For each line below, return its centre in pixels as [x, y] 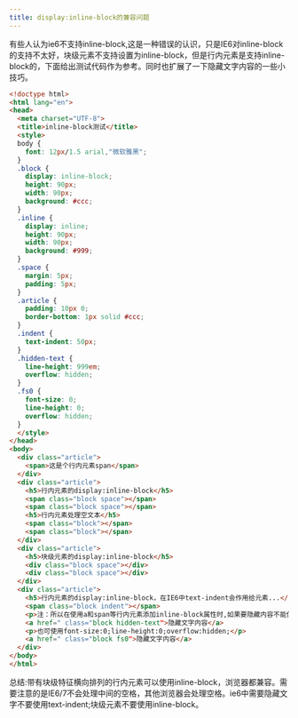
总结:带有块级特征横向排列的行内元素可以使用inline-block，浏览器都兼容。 [145, 682]
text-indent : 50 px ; [61, 342]
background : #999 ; [59, 251]
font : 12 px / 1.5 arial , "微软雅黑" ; [86, 152]
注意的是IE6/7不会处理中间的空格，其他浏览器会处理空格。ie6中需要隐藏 [149, 693]
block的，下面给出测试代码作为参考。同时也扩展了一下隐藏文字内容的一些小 [148, 66]
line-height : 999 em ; [63, 367]
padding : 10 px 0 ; [57, 309]
